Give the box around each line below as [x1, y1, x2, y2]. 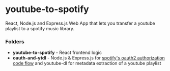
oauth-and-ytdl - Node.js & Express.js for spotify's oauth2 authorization [12, 55, 165, 61]
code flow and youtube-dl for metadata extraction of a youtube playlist [12, 60, 161, 66]
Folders [5, 38, 24, 45]
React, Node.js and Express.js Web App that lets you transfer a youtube [5, 20, 155, 26]
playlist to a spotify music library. [5, 25, 75, 31]
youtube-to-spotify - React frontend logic [12, 49, 102, 56]
